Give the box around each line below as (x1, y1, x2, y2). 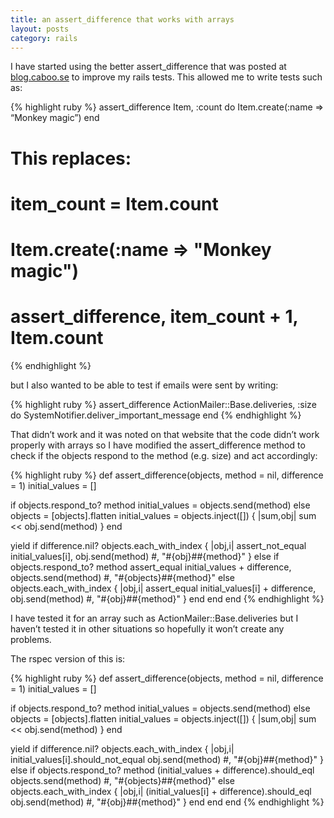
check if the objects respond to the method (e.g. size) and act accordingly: (10, 449, 318, 461)
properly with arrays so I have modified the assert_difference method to (10, 439, 306, 451)
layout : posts (10, 24, 70, 34)
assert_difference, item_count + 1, (10, 306, 299, 328)
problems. (10, 633, 52, 645)
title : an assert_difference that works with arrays (10, 14, 235, 25)
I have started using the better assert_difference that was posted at (10, 61, 287, 73)
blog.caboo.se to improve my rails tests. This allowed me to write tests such (10, 71, 323, 83)
